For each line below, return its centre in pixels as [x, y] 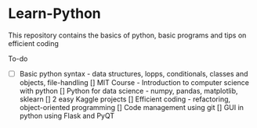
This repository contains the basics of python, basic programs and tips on [127, 35]
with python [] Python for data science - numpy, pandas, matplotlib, [128, 91]
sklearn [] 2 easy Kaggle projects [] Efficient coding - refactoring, [125, 99]
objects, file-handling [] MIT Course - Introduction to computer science [134, 82]
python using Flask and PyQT [67, 116]
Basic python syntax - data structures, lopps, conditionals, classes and [134, 73]
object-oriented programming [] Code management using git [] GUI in [132, 107]
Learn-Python [55, 14]
